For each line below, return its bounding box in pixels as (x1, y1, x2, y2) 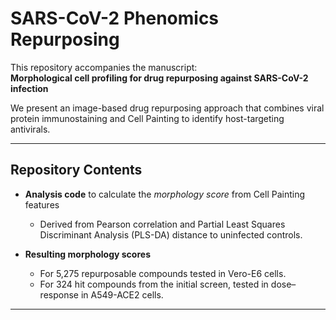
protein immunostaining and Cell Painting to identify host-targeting (10, 112, 285, 124)
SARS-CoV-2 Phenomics (10, 7, 220, 30)
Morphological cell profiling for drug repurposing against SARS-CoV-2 (10, 72, 309, 84)
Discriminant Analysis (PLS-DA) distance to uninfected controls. (39, 228, 303, 241)
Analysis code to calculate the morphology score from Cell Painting (24, 188, 306, 200)
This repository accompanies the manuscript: (10, 61, 198, 73)
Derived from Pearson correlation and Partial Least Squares (39, 218, 286, 230)
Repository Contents (10, 162, 143, 179)
